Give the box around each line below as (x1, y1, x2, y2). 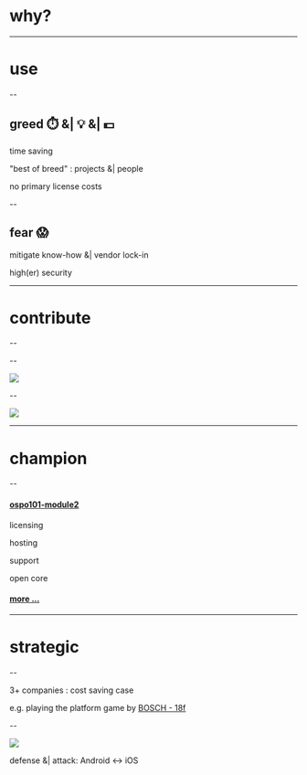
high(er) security (9, 267, 73, 278)
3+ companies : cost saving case (9, 685, 134, 695)
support (9, 555, 39, 566)
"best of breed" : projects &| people (9, 163, 143, 174)
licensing (9, 519, 44, 530)
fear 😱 (9, 225, 49, 240)
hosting (9, 536, 38, 548)
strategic (9, 636, 79, 657)
